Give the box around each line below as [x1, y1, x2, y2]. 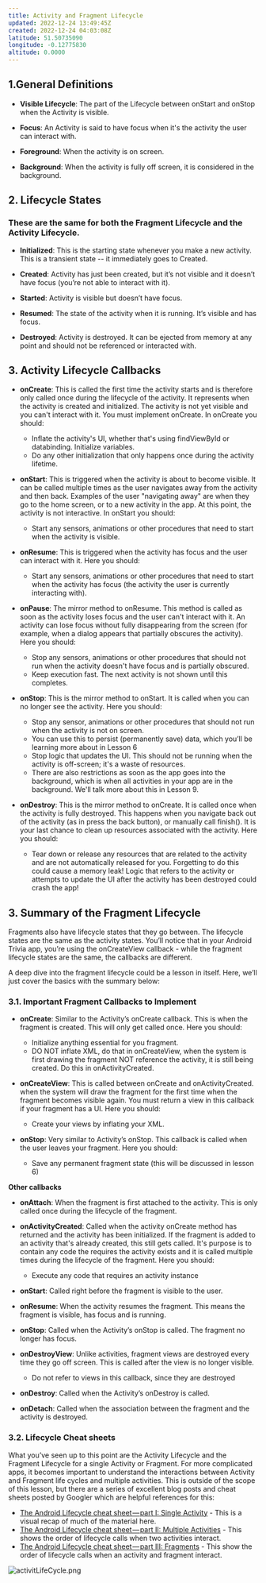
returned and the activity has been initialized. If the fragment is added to [19, 1230, 256, 1240]
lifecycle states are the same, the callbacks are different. [8, 952, 192, 962]
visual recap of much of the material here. [19, 1516, 157, 1526]
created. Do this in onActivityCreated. [31, 1064, 154, 1073]
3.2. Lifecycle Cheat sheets [8, 1432, 116, 1443]
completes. [31, 678, 69, 688]
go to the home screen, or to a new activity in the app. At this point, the [19, 500, 252, 509]
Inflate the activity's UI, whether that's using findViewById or [31, 434, 230, 443]
